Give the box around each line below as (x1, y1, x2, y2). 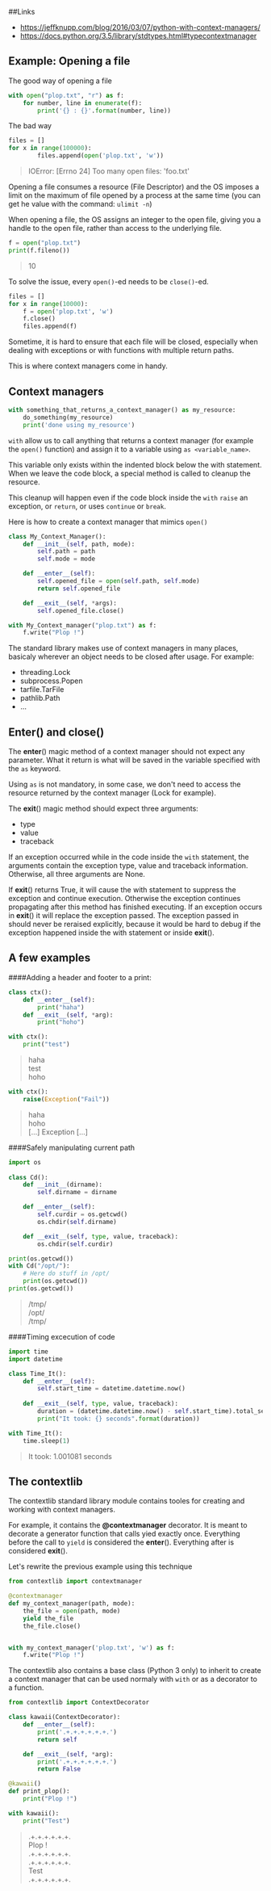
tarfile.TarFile (19, 685, 65, 694)
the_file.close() (23, 1622, 81, 1630)
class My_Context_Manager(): (8, 532, 106, 540)
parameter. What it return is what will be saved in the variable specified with (8, 755, 261, 765)
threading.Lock (19, 668, 71, 677)
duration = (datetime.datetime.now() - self (37, 1407, 190, 1415)
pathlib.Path (19, 694, 60, 703)
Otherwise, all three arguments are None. (8, 870, 145, 879)
